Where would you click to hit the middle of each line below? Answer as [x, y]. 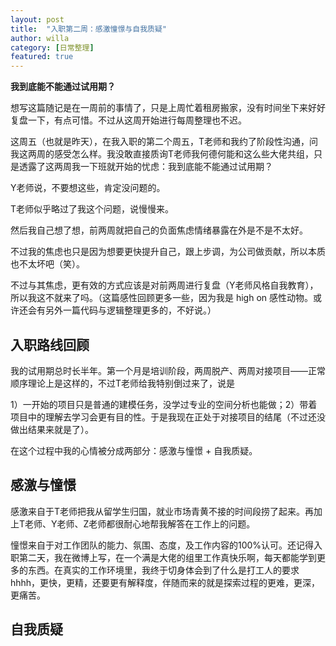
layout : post [37, 19]
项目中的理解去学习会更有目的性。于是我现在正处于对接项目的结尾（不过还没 [168, 417]
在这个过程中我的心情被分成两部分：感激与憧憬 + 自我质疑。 [134, 450]
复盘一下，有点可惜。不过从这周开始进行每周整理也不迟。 [128, 120]
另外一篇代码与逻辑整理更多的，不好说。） [130, 310]
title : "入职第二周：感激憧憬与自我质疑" [88, 29]
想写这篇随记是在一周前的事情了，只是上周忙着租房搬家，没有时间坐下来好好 [168, 108]
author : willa [40, 38]
